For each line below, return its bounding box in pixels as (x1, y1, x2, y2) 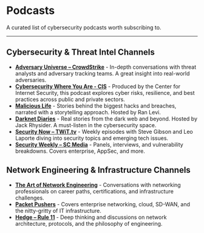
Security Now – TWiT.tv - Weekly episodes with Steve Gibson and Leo (15, 128, 193, 135)
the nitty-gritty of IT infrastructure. (15, 207, 102, 214)
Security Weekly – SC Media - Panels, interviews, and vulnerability (15, 141, 183, 148)
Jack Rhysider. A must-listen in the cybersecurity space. (15, 121, 157, 128)
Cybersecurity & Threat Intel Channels (6, 47, 155, 58)
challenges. (15, 194, 44, 201)
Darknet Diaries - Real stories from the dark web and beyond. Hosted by (15, 115, 198, 122)
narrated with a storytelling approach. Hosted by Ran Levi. (15, 108, 161, 116)
